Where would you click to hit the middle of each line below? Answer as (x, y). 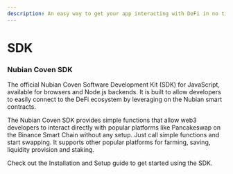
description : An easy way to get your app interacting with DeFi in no (113, 14)
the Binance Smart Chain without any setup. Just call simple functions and (113, 135)
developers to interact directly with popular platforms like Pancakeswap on (114, 128)
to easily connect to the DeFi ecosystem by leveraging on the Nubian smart (115, 99)
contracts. (22, 107)
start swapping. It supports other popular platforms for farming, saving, (109, 142)
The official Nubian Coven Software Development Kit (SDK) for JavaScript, (114, 85)
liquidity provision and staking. (51, 150)
